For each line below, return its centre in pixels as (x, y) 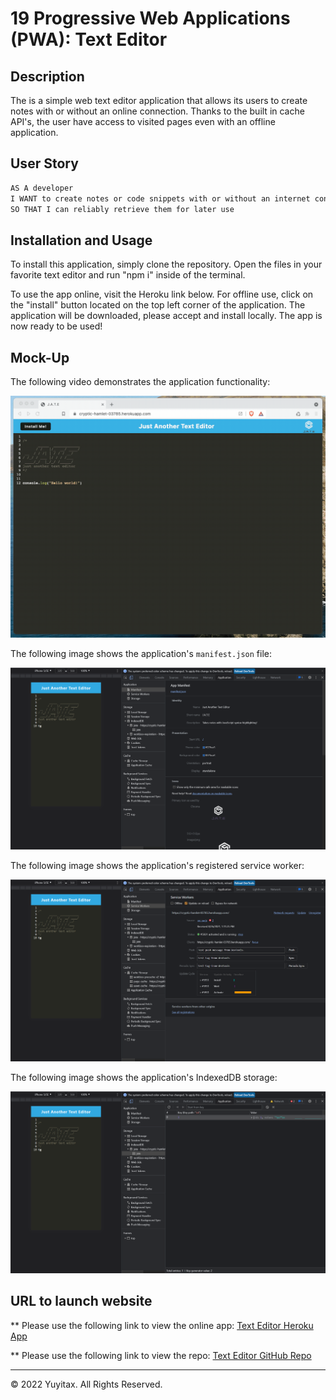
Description (47, 76)
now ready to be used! (56, 326)
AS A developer (42, 188)
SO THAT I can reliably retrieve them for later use (122, 209)
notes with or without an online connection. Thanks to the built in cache (157, 111)
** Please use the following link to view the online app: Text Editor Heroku (162, 1325)
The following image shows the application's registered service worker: (157, 866)
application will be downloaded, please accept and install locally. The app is (166, 316)
